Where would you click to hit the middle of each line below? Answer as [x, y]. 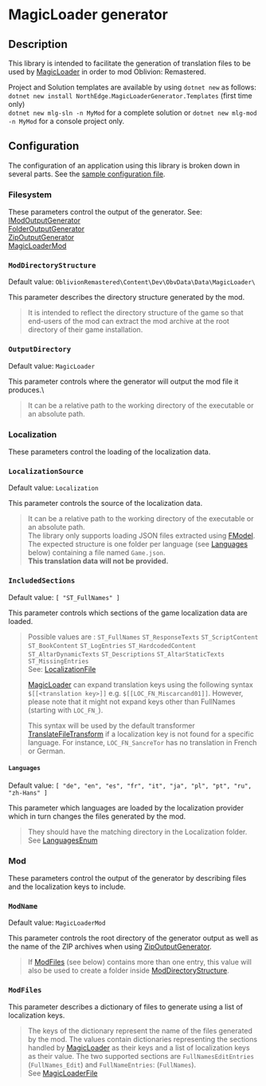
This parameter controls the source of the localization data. [106, 504]
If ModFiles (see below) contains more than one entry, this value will [140, 962]
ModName [23, 906]
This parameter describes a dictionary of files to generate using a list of [126, 1006]
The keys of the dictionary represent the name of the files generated [140, 1030]
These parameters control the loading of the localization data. [110, 452]
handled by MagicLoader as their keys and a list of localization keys [139, 1048]
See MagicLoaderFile [63, 1073]
